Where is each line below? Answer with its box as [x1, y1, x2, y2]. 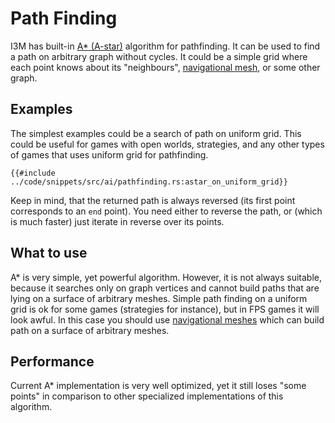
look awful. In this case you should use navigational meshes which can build [10, 313, 325, 326]
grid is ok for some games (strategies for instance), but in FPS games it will [10, 303, 320, 315]
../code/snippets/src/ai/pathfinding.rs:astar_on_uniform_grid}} [10, 177, 288, 187]
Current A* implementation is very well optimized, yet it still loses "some [10, 380, 307, 392]
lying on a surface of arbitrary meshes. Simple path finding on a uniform [10, 292, 308, 304]
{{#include [10, 168, 56, 178]
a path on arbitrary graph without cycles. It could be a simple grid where [10, 50, 308, 62]
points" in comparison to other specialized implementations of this [10, 390, 284, 402]
